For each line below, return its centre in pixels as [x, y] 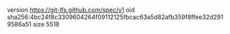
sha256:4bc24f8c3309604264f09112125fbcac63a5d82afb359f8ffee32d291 [115, 17]
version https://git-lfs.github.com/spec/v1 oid [71, 10]
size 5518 [46, 24]
